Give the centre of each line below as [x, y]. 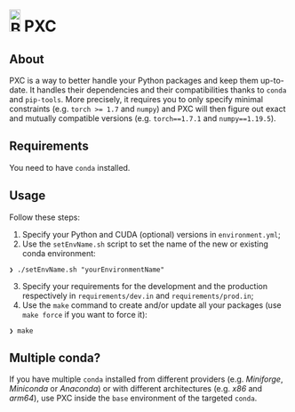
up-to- [272, 81]
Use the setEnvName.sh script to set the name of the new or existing [145, 244]
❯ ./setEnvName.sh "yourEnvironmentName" [87, 270]
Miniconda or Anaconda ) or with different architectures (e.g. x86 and [136, 389]
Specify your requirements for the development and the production [145, 286]
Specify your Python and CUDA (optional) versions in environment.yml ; [151, 234]
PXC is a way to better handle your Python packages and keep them [134, 81]
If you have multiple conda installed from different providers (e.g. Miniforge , [146, 379]
